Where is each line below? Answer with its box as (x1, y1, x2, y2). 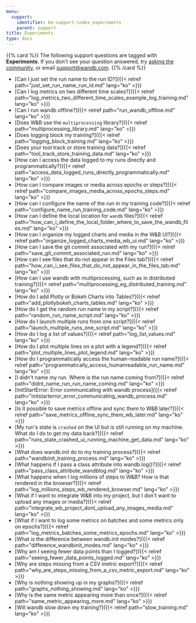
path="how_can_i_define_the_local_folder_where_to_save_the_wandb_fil (14, 219, 188, 225)
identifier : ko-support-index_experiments (16, 19, 122, 25)
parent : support (16, 25, 57, 31)
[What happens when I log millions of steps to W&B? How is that (14, 473, 169, 480)
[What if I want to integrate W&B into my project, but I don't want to (14, 492, 177, 499)
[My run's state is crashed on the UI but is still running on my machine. (14, 424, 184, 431)
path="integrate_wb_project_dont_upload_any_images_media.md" (14, 504, 174, 511)
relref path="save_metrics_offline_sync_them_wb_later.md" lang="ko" (14, 411, 183, 418)
